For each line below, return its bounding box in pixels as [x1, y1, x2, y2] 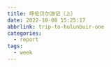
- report [13, 36, 39, 43]
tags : [7, 43, 23, 50]
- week [13, 50, 33, 57]
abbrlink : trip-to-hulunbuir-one [7, 23, 105, 30]
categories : [7, 29, 42, 37]
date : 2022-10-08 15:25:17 [7, 17, 86, 24]
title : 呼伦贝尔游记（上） [7, 10, 77, 17]
